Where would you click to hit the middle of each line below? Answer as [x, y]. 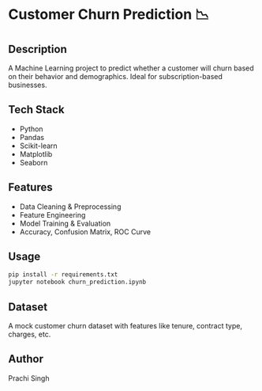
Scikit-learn [38, 146]
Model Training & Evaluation [65, 223]
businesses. [28, 85]
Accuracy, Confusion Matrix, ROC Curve [85, 232]
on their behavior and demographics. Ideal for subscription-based [116, 76]
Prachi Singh [29, 378]
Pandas [32, 137]
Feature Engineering [52, 214]
